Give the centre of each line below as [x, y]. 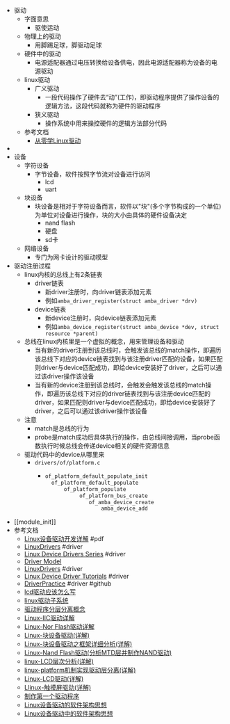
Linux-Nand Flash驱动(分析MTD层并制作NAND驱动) [98, 653]
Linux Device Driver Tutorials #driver [77, 577]
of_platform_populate [95, 489]
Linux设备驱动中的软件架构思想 [68, 714]
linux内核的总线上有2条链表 [63, 274]
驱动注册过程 [32, 266]
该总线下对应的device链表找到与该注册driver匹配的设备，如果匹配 [129, 359]
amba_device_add [124, 509]
